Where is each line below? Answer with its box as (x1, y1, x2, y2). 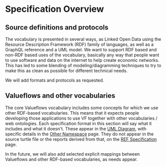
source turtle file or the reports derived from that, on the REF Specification (5, 136, 157, 142)
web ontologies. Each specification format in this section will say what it (5, 120, 152, 126)
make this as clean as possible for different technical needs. (5, 68, 128, 74)
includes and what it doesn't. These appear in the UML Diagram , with (5, 125, 147, 131)
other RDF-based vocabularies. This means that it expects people (5, 110, 139, 116)
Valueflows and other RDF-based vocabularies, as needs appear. (5, 156, 138, 162)
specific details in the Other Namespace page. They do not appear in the (5, 131, 154, 137)
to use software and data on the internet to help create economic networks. (5, 57, 160, 63)
